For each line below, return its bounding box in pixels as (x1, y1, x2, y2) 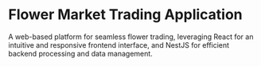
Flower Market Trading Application (8, 6, 243, 24)
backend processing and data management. (8, 49, 153, 58)
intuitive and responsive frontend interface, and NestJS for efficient (8, 40, 229, 49)
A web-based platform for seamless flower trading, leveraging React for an (8, 32, 254, 41)
